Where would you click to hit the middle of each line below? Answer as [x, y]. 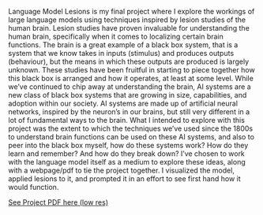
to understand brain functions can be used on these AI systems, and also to [131, 137]
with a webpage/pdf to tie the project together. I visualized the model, [122, 170]
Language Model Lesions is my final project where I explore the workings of [131, 11]
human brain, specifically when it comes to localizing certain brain [116, 36]
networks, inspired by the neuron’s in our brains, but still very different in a [129, 112]
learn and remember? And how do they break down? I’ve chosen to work [126, 154]
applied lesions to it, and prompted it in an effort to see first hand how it [124, 179]
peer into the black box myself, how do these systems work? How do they [128, 145]
